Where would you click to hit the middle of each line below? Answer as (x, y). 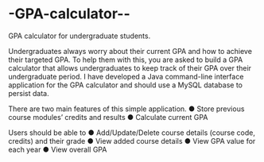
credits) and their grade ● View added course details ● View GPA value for (132, 141)
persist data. (29, 93)
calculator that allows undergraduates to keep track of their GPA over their (130, 67)
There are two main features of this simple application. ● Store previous (126, 109)
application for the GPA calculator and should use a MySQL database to (126, 85)
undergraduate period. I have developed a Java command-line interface (126, 76)
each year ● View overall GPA (58, 149)
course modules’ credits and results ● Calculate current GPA (108, 117)
